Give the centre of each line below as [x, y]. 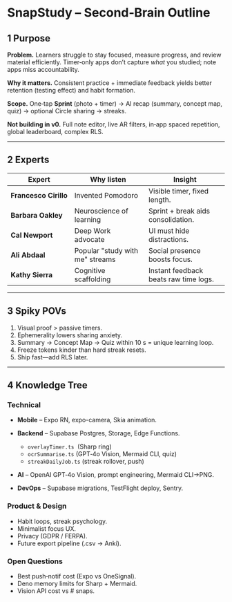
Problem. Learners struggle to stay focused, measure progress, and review [114, 55]
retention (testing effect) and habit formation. [71, 90]
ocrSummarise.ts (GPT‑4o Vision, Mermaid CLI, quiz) [102, 454]
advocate [89, 239]
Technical [24, 404]
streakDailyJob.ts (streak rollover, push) [86, 462]
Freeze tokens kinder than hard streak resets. [81, 350]
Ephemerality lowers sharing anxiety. [70, 335]
